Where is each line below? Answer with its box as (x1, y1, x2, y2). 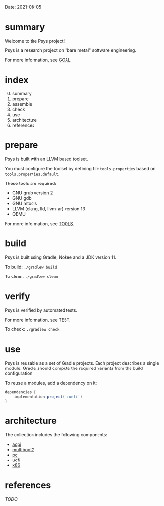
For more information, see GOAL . (5, 57, 72, 63)
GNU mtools (12, 200, 37, 206)
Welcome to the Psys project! (5, 38, 65, 44)
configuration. (5, 370, 33, 376)
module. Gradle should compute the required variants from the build (5, 365, 143, 371)
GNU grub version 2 (12, 190, 53, 196)
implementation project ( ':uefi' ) (14, 394, 83, 399)
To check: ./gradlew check (5, 326, 60, 332)
